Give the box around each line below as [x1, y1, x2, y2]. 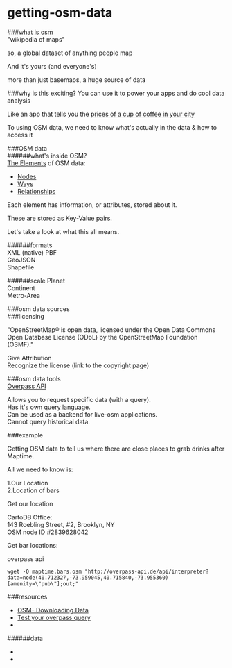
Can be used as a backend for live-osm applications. [7, 410, 158, 418]
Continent [7, 283, 36, 292]
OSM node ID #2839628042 [7, 528, 89, 536]
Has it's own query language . [7, 403, 91, 411]
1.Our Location [7, 478, 48, 487]
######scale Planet [7, 276, 66, 285]
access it [7, 131, 33, 139]
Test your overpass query [17, 613, 91, 621]
